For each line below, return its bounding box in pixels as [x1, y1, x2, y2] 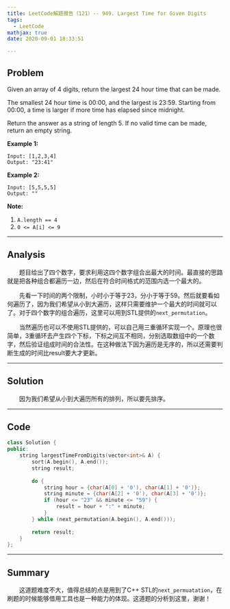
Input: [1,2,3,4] [7, 152, 57, 160]
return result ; [31, 529, 75, 536]
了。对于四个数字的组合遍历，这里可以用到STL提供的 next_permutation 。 [7, 308, 212, 316]
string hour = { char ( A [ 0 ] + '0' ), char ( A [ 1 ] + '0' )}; [43, 484, 201, 491]
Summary [7, 566, 50, 578]
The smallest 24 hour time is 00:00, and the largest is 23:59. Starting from [7, 98, 216, 106]
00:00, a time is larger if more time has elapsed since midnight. [7, 106, 185, 114]
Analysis [7, 249, 46, 261]
